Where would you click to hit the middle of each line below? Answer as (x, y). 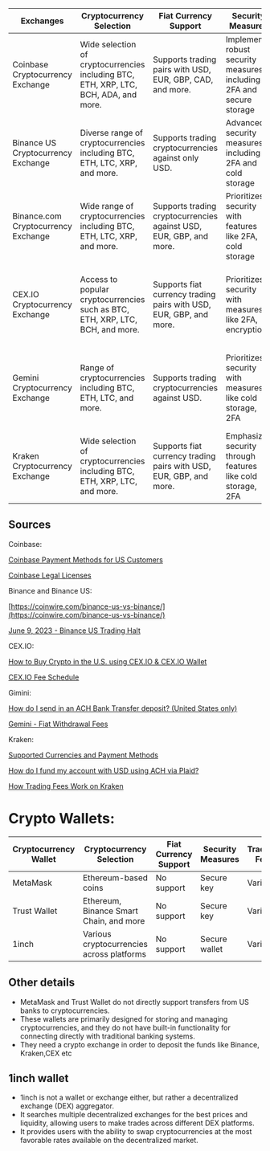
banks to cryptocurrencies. (65, 1010)
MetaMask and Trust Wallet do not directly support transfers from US (134, 1002)
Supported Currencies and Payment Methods (84, 755)
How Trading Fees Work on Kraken (66, 786)
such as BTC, (105, 310)
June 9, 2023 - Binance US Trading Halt (74, 631)
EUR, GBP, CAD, (183, 80)
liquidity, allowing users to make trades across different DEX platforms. (137, 1123)
